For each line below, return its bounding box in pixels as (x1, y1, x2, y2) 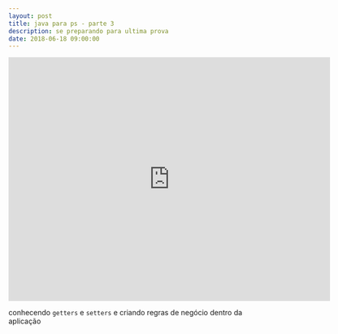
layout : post (8, 11, 53, 20)
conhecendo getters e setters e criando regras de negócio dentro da (8, 308, 243, 318)
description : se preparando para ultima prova (8, 27, 169, 35)
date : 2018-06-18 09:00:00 (8, 34, 100, 43)
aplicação (8, 316, 41, 326)
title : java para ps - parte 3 (8, 20, 115, 28)
